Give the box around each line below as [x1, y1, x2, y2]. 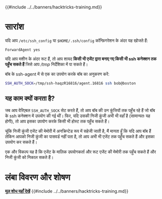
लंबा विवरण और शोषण [5, 172, 71, 182]
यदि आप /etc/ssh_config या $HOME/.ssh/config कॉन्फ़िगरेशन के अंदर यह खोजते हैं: [5, 38, 148, 43]
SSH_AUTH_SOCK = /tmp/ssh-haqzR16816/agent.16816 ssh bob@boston [5, 80, 136, 86]
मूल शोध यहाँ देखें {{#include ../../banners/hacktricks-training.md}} [5, 188, 129, 194]
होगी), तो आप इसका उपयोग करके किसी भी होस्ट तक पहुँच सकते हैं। [5, 118, 110, 124]
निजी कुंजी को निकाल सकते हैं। [5, 154, 54, 160]
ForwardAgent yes [5, 47, 40, 52]
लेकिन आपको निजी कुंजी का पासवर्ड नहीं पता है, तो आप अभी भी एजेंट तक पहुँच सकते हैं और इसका [5, 134, 155, 139]
